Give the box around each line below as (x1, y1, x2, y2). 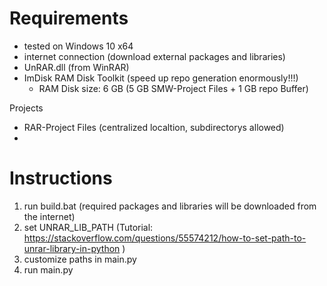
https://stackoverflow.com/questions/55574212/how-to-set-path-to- (23, 232, 307, 244)
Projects (9, 102, 44, 114)
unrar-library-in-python (23, 242, 121, 254)
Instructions (9, 167, 113, 190)
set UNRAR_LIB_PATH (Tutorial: (23, 221, 154, 233)
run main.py (23, 263, 74, 276)
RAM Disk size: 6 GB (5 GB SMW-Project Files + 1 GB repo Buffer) (38, 82, 309, 94)
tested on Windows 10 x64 (23, 40, 134, 52)
